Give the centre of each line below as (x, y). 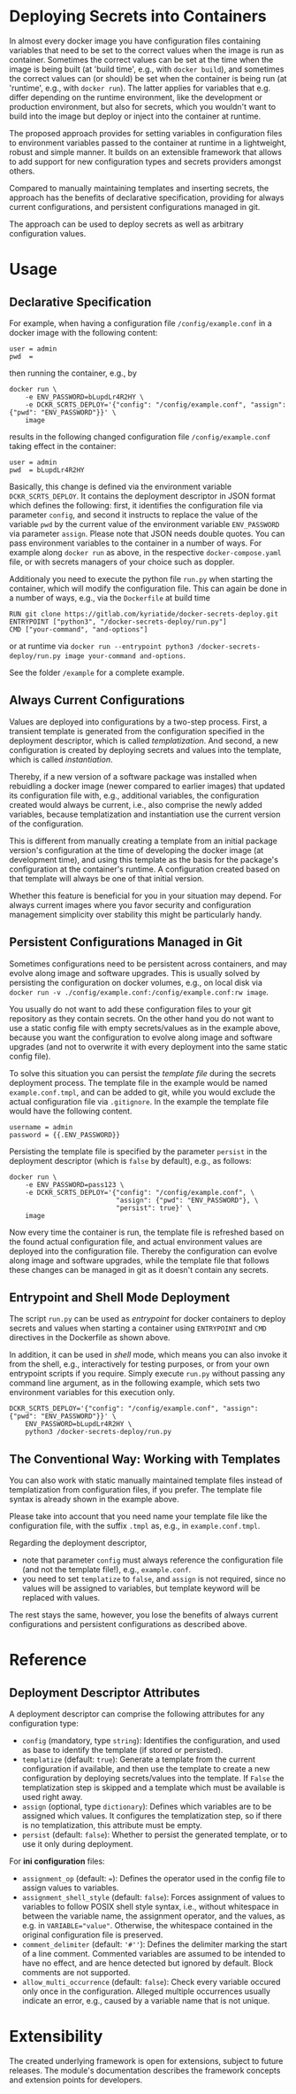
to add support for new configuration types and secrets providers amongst (145, 161)
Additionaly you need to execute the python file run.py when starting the (141, 578)
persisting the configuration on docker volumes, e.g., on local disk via (136, 982)
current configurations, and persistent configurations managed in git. (135, 206)
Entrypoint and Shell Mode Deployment (120, 1297)
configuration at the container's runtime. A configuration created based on (145, 869)
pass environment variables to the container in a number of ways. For (136, 543)
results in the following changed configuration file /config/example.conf (140, 437)
